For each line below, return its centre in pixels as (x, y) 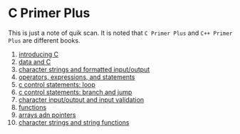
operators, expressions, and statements (77, 77)
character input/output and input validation (81, 99)
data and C (35, 61)
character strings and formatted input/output (84, 69)
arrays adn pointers (47, 115)
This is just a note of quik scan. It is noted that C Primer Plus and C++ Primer (120, 33)
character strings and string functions (74, 122)
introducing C (38, 54)
